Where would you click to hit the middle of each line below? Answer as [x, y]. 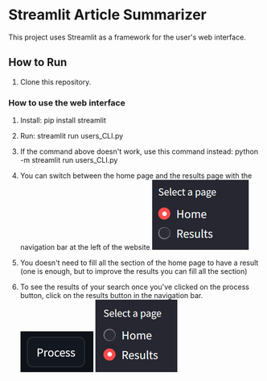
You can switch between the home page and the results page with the [136, 176]
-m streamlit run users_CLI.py [69, 160]
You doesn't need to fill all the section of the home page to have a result [139, 263]
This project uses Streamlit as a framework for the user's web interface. [127, 37]
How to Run [38, 62]
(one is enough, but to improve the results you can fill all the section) [133, 271]
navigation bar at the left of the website [85, 247]
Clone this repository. [55, 81]
